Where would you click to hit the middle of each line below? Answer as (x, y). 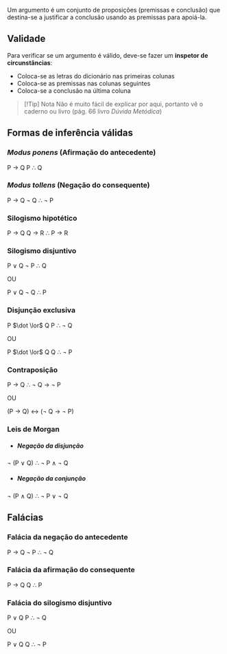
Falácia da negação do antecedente (68, 537)
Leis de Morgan (33, 429)
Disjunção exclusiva (41, 310)
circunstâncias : (30, 63)
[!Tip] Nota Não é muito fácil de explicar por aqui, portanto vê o (113, 104)
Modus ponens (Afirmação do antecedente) (82, 153)
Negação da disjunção (50, 446)
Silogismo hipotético (42, 218)
